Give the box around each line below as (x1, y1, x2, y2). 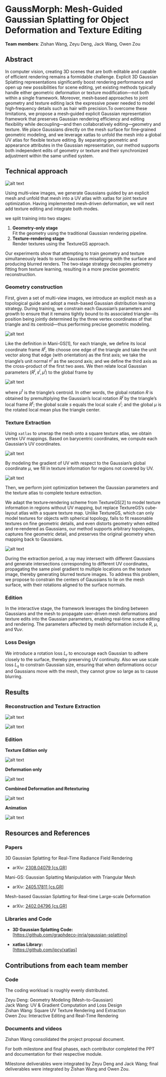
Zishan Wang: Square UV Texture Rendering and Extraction (5, 1007, 126, 1013)
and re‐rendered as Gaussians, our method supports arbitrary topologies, (5, 526, 155, 532)
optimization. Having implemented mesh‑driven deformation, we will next (5, 200, 155, 206)
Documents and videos (5, 1025, 62, 1032)
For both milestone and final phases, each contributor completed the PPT (5, 1046, 155, 1052)
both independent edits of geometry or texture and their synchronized (5, 147, 148, 153)
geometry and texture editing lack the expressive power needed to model (5, 100, 155, 106)
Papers (5, 844, 23, 850)
